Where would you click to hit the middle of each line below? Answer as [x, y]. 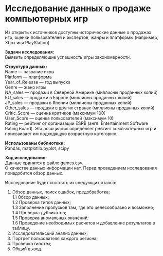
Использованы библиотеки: [35, 143]
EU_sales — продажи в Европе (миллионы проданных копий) [69, 97]
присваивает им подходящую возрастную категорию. [61, 134]
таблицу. [21, 228]
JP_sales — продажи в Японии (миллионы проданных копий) [68, 102]
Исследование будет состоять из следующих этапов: [61, 182]
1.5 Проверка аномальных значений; [50, 218]
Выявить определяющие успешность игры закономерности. [68, 57]
